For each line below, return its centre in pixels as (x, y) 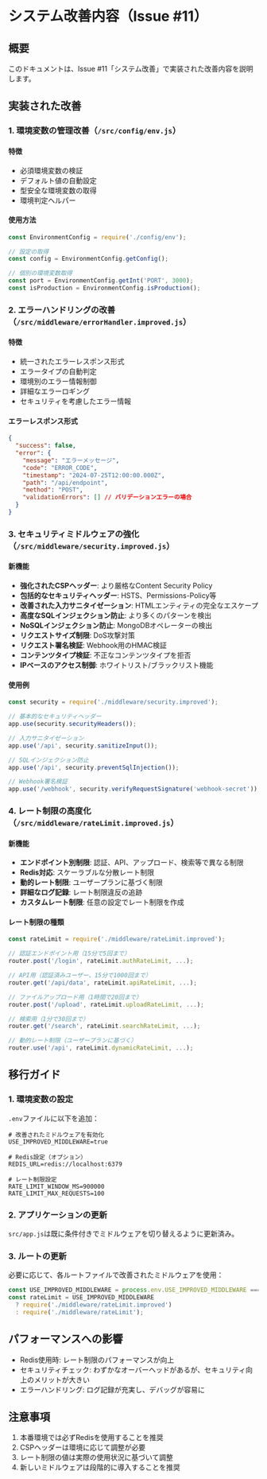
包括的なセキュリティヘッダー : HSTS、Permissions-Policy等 (118, 596)
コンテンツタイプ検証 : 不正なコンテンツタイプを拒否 (105, 655)
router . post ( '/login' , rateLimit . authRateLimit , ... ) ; (101, 961)
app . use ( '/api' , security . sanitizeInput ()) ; (83, 745)
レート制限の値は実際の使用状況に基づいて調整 (96, 1458)
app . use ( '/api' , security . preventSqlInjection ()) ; (94, 767)
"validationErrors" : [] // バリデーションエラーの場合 (107, 498)
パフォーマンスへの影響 (66, 1339)
